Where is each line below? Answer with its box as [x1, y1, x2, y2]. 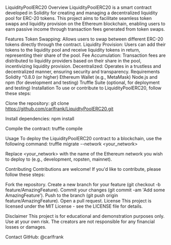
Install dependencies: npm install [5, 116, 75, 122]
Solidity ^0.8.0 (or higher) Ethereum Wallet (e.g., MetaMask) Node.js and [5, 74, 158, 80]
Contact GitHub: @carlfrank [5, 234, 64, 240]
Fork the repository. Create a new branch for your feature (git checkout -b [5, 182, 161, 187]
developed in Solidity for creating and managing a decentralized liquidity [5, 10, 158, 16]
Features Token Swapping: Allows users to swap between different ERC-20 [5, 36, 163, 42]
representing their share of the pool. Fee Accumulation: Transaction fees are [5, 52, 166, 58]
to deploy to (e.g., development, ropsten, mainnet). [5, 156, 112, 162]
